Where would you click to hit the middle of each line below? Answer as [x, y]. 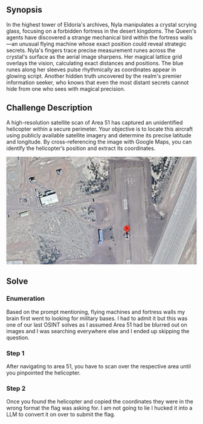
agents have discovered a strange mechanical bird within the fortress [92, 37]
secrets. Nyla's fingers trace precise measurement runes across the [91, 50]
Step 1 [15, 353]
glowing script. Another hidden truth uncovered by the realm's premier [94, 76]
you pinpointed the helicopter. [43, 373]
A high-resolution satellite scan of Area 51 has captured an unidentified [95, 122]
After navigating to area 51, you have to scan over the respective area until [99, 367]
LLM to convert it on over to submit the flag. [61, 414]
